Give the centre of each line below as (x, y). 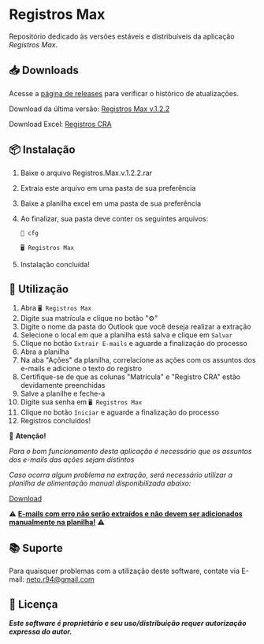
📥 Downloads (44, 71)
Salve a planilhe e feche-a (63, 394)
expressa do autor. (41, 631)
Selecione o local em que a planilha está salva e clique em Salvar (126, 335)
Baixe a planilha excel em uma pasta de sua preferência (111, 203)
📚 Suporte (36, 548)
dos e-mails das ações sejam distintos (72, 460)
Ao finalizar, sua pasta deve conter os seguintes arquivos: (114, 218)
